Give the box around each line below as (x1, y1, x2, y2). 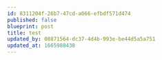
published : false (7, 17, 57, 23)
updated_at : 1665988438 (7, 42, 76, 49)
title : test (7, 29, 41, 37)
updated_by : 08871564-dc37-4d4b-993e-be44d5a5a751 (7, 36, 156, 43)
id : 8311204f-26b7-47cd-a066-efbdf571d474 (7, 10, 131, 17)
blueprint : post (7, 23, 54, 30)
